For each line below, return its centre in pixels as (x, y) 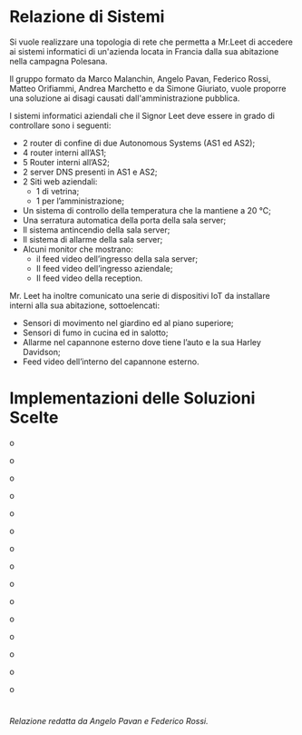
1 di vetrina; (58, 191)
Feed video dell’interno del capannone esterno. (111, 362)
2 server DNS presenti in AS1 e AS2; (90, 172)
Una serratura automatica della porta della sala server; (124, 220)
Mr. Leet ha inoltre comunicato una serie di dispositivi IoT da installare (140, 295)
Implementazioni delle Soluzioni (132, 398)
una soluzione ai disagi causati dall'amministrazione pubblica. (125, 98)
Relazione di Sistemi (87, 17)
